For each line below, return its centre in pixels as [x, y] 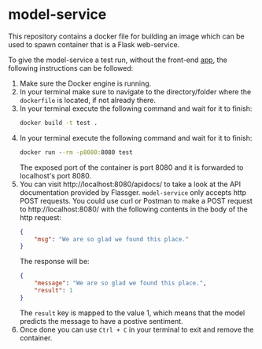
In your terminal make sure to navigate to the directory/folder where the [135, 91]
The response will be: [54, 262]
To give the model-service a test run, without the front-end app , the [118, 60]
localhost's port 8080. [55, 175]
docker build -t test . [59, 123]
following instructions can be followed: [71, 68]
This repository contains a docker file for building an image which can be [127, 36]
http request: [40, 217]
